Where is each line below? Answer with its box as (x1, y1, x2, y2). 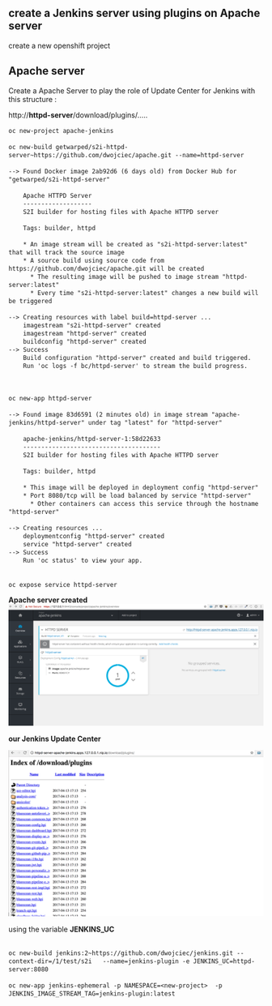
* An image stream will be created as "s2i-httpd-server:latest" (23, 240, 249, 248)
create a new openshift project (8, 41, 111, 50)
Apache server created (8, 595, 88, 605)
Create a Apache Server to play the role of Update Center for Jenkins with (8, 85, 256, 96)
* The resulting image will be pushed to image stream (29, 272, 219, 280)
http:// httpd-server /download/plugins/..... (8, 109, 148, 120)
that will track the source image (8, 248, 125, 256)
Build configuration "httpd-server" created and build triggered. (23, 353, 252, 362)
